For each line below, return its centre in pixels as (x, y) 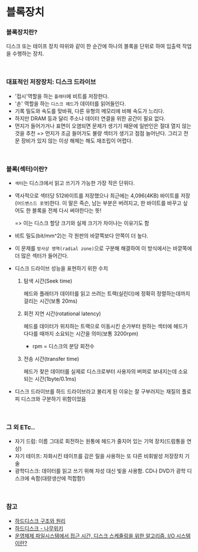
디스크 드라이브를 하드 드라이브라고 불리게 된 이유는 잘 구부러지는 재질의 (98, 392)
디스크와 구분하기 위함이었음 (53, 399)
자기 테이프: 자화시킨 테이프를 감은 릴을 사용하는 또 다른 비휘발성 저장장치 (99, 456)
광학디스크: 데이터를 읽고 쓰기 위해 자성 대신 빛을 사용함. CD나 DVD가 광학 (100, 471)
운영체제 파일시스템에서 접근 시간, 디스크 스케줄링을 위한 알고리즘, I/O (95, 535)
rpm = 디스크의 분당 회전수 (63, 346)
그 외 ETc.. (21, 427)
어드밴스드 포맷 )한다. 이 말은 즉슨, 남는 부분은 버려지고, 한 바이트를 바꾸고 (99, 203)
